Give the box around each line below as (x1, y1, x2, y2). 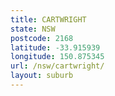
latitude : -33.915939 (10, 42, 101, 53)
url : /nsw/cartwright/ (10, 61, 105, 71)
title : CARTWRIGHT (10, 14, 87, 25)
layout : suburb (10, 71, 74, 81)
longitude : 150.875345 (10, 52, 105, 62)
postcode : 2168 (10, 33, 74, 43)
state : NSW (10, 24, 56, 34)
